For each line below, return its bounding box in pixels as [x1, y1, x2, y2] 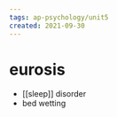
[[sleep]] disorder [21, 89, 87, 99]
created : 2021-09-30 [9, 21, 86, 30]
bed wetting [21, 98, 66, 109]
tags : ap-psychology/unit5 [9, 12, 109, 22]
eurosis [9, 59, 66, 80]
